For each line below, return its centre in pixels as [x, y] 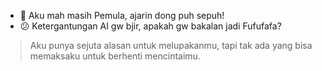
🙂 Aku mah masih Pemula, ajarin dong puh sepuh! [122, 15]
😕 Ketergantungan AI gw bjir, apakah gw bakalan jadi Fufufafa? [150, 26]
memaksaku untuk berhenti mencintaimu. [115, 56]
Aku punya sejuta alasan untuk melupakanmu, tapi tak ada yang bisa [171, 45]
